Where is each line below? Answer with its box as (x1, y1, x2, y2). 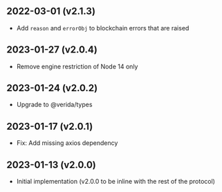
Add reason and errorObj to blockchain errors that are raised (16, 23, 189, 32)
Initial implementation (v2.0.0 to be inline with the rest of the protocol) (16, 177, 216, 186)
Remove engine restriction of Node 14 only (16, 62, 138, 70)
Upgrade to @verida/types (16, 100, 93, 109)
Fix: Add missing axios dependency (16, 139, 118, 147)
